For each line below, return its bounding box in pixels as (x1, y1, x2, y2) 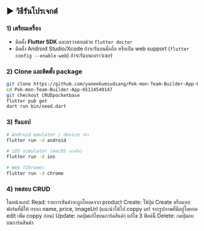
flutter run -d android (6, 137, 67, 143)
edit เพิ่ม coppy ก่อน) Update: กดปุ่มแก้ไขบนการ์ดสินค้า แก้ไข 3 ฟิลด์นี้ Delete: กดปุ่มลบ (6, 212, 194, 219)
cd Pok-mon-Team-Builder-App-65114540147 (6, 86, 113, 93)
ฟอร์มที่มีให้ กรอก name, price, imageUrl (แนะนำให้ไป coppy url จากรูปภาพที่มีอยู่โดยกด (6, 206, 198, 213)
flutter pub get (6, 98, 47, 104)
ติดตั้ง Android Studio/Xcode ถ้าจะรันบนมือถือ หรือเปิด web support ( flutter (15, 45, 189, 52)
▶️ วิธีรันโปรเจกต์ (6, 6, 58, 16)
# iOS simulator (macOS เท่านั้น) (6, 148, 83, 155)
